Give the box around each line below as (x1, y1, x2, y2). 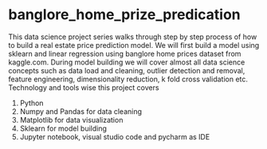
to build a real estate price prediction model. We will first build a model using (8, 40, 260, 49)
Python (19, 98, 44, 108)
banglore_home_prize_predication (8, 6, 241, 24)
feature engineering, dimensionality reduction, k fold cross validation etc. (8, 74, 249, 84)
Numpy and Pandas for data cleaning (19, 106, 142, 116)
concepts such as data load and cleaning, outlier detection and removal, (8, 65, 245, 75)
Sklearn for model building (19, 124, 108, 133)
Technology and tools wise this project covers (8, 82, 159, 92)
